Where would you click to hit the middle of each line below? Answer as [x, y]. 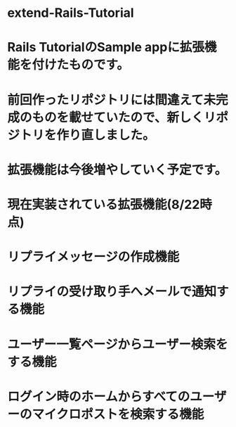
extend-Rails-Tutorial [71, 13]
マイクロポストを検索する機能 [118, 414]
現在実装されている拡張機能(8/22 [104, 204]
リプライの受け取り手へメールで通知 [112, 292]
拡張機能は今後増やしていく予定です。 [117, 170]
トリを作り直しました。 [88, 135]
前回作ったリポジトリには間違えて [105, 100]
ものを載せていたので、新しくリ [124, 117]
